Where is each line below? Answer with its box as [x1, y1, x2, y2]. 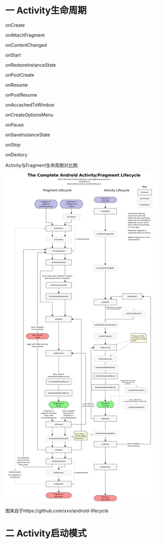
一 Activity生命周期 [5, 5, 87, 16]
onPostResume [5, 92, 37, 98]
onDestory [5, 151, 28, 157]
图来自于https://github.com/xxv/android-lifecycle [5, 507, 109, 514]
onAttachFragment [5, 32, 45, 38]
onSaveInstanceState [5, 132, 50, 138]
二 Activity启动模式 [5, 528, 87, 539]
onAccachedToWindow [5, 101, 55, 108]
